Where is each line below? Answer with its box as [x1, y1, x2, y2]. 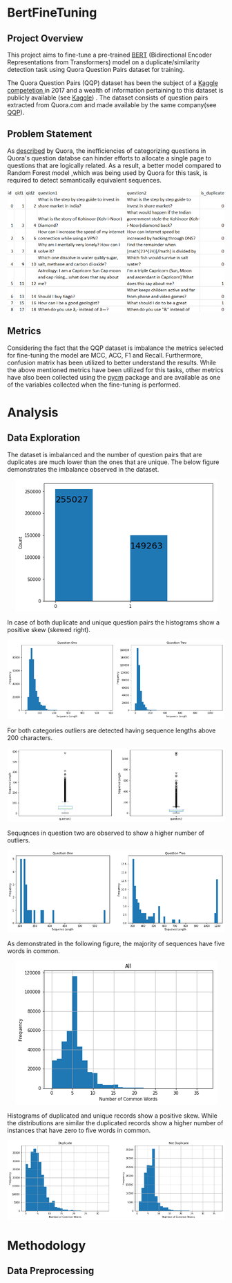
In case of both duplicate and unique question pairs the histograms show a [7, 618, 220, 627]
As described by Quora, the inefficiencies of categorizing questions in [7, 147, 206, 155]
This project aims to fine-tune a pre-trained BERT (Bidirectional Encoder [7, 50, 212, 59]
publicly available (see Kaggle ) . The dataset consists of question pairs [7, 93, 209, 102]
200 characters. [7, 733, 53, 741]
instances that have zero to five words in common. [7, 1126, 151, 1134]
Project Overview [7, 33, 84, 44]
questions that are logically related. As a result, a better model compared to [7, 161, 222, 169]
